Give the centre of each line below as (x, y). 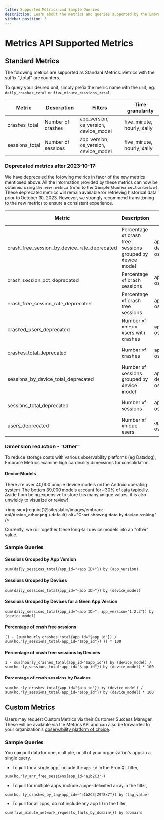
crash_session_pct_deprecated (43, 280)
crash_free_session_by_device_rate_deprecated (62, 248)
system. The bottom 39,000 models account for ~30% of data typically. (77, 490)
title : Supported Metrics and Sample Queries (52, 10)
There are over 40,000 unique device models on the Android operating (76, 485)
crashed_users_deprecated (39, 329)
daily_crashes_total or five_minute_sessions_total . (58, 93)
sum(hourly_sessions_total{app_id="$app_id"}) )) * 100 (63, 641)
